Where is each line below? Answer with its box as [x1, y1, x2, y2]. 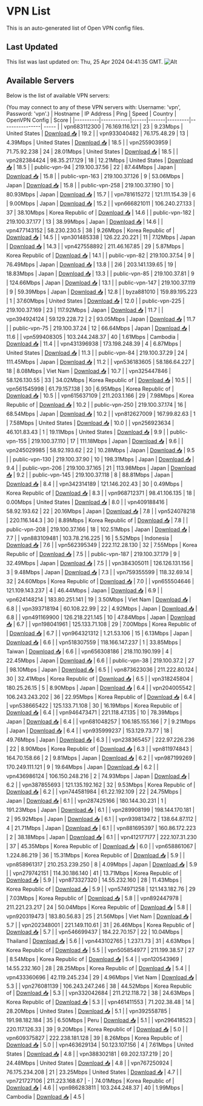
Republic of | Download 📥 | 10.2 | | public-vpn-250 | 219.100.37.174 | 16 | [6, 401, 187, 408]
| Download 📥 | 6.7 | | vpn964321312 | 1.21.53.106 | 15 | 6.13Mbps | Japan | [6, 629, 193, 637]
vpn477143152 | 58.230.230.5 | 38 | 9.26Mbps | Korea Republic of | [6, 226, 175, 234]
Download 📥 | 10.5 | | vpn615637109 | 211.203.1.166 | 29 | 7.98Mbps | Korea [6, 392, 194, 399]
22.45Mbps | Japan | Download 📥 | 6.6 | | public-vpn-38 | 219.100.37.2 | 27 [6, 657, 195, 664]
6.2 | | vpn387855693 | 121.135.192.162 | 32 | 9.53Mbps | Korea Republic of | [6, 781, 196, 788]
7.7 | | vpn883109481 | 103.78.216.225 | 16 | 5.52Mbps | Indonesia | [6, 534, 173, 541]
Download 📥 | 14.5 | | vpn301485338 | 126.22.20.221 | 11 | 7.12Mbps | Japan [6, 233, 196, 241]
